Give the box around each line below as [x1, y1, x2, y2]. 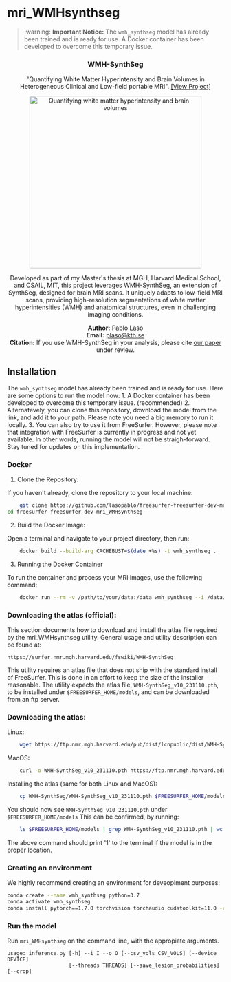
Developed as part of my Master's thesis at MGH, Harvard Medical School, [10, 274, 221, 282]
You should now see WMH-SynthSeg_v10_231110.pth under [7, 806, 168, 814]
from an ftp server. [7, 696, 60, 704]
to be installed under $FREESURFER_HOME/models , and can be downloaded [7, 688, 210, 696]
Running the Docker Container [16, 560, 103, 568]
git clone [19, 502, 48, 509]
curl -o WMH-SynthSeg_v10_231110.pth [19, 767, 128, 774]
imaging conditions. [87, 311, 144, 319]
